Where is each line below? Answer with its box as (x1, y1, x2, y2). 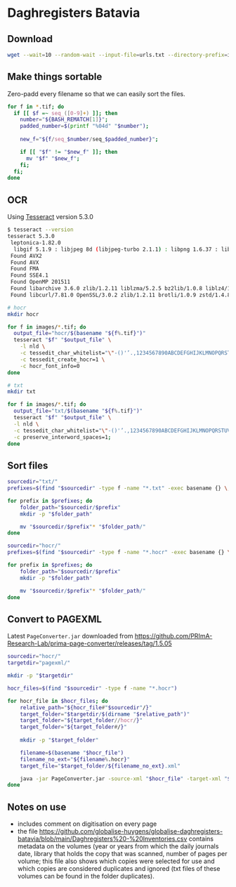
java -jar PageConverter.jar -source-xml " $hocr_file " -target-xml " (20, 775, 228, 782)
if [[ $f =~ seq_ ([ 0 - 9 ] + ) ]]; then (13, 110, 118, 117)
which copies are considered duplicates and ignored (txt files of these (17, 865, 221, 873)
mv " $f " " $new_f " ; (25, 155, 80, 162)
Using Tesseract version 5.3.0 (7, 213, 93, 221)
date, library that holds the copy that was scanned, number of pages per (17, 850, 228, 858)
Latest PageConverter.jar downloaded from (7, 632, 133, 640)
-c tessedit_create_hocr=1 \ (20, 356, 105, 363)
